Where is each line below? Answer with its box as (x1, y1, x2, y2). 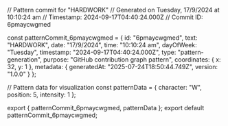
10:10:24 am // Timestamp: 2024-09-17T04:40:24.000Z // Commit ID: (7, 13, 203, 21)
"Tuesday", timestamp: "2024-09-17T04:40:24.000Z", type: (7, 48, 176, 56)
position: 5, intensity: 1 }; (7, 90, 77, 99)
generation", (7, 55, 43, 64)
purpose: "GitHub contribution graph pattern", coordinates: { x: (43, 55, 221, 64)
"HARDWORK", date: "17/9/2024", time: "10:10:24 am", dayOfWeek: (7, 41, 197, 49)
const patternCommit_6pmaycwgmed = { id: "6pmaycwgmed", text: (7, 34, 198, 42)
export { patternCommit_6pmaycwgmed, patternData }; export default (7, 104, 205, 112)
